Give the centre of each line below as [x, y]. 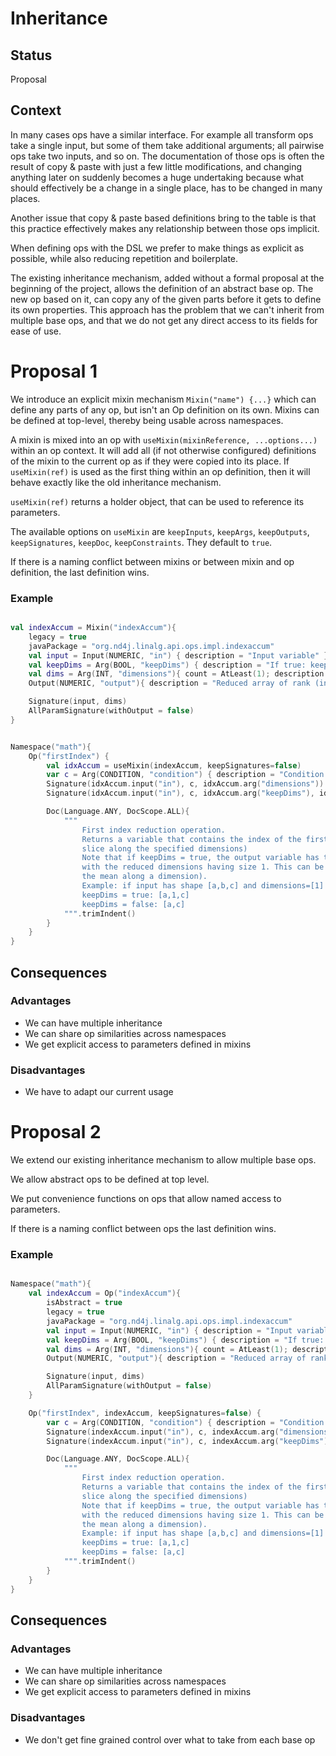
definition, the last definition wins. [80, 572]
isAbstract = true [84, 1303]
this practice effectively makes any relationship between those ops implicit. [165, 228]
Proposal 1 [54, 371]
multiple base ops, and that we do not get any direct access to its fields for [164, 320]
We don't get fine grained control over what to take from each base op [170, 1739]
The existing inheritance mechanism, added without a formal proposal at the [167, 278]
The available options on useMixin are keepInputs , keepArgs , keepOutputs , [160, 531]
